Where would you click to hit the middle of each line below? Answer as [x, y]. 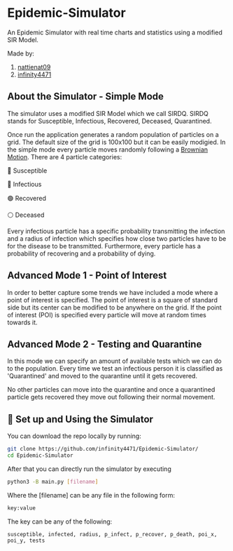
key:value [22, 508]
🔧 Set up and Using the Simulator [80, 419]
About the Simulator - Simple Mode [86, 97]
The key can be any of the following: [60, 522]
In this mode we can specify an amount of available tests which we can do [114, 361]
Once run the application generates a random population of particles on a [113, 134]
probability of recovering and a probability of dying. [82, 253]
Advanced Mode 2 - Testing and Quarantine [105, 344]
